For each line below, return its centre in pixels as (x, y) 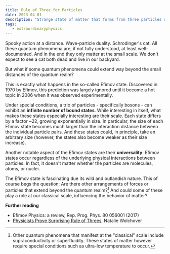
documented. (19, 54)
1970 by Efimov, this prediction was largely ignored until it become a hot (80, 90)
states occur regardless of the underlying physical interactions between (80, 158)
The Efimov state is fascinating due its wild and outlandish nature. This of (81, 178)
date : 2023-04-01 (24, 15)
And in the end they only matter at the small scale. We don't (96, 54)
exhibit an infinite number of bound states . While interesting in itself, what (83, 111)
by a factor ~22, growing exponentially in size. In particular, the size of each (84, 121)
